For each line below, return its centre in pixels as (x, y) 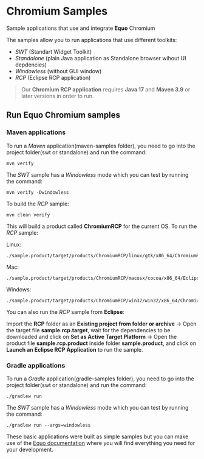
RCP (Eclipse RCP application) (53, 77)
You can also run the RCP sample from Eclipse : (65, 311)
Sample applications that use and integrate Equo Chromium (81, 28)
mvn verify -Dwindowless (38, 192)
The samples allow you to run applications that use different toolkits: (92, 40)
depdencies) (31, 65)
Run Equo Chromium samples (63, 115)
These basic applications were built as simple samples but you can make (97, 436)
